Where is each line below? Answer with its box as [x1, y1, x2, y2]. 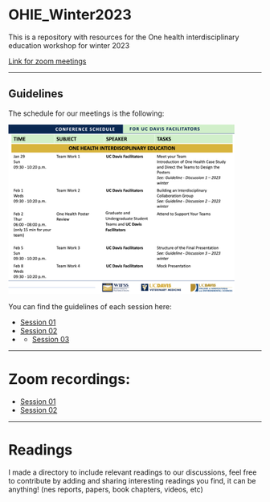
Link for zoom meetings [8, 56, 87, 66]
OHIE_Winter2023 [8, 6, 133, 24]
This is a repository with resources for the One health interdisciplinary [8, 32, 239, 42]
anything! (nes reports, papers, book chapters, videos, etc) [8, 484, 203, 494]
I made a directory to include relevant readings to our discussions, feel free [8, 467, 257, 477]
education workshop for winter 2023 [8, 40, 130, 50]
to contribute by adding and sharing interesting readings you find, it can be [8, 475, 256, 485]
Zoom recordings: [8, 369, 131, 388]
